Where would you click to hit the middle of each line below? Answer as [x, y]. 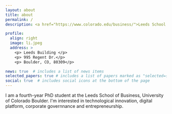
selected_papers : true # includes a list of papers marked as [73, 76]
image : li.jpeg [26, 43]
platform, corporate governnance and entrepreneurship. [64, 106]
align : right [24, 38]
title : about [19, 15]
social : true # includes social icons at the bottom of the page [78, 81]
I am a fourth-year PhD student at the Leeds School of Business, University [84, 95]
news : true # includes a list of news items [55, 71]
